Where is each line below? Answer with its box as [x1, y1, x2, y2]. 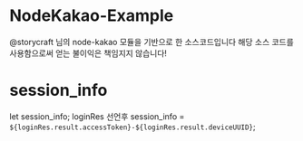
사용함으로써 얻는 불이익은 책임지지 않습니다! [9, 47, 168, 59]
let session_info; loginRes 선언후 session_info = [9, 110, 185, 122]
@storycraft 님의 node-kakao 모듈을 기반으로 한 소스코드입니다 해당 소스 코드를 [9, 36, 295, 47]
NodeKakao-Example [9, 5, 174, 26]
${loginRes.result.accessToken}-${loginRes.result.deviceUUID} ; [9, 121, 256, 132]
